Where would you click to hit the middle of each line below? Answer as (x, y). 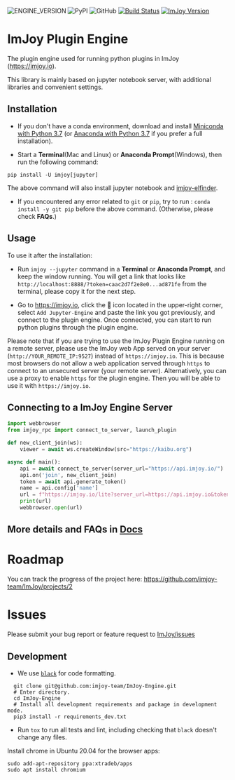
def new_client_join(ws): (45, 443)
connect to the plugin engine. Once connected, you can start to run (114, 320)
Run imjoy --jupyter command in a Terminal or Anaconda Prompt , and (121, 269)
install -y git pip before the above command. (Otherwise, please (115, 209)
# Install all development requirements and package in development (115, 704)
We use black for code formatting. (67, 673)
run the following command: (58, 162)
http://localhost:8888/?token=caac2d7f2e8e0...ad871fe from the (112, 283)
